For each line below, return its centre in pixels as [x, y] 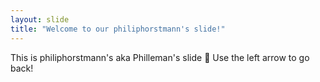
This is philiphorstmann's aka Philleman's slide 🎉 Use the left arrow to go [160, 57]
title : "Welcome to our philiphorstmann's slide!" [118, 29]
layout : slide [40, 19]
